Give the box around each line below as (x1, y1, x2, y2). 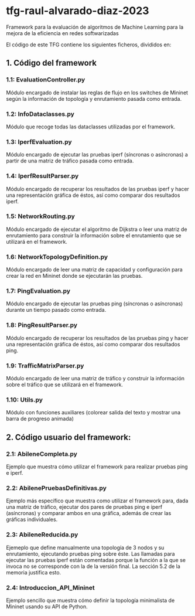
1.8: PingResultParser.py (6, 321, 78, 329)
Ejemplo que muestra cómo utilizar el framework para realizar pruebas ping (6, 463, 189, 470)
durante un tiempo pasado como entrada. (6, 307, 107, 314)
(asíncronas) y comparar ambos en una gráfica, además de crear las (6, 510, 172, 517)
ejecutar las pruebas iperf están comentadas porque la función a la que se (6, 556, 186, 563)
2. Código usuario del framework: (6, 432, 131, 442)
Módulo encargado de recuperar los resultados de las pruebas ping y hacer (6, 334, 189, 341)
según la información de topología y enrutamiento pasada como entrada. (6, 95, 182, 102)
